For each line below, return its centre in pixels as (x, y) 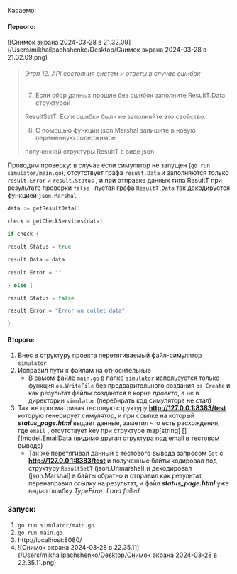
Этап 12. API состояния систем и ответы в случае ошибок (112, 73)
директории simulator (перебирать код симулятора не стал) (120, 400)
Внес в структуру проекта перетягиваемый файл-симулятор (110, 355)
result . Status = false (41, 298)
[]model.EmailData (45, 438)
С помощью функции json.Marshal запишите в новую (116, 130)
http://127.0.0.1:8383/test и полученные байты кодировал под (123, 461)
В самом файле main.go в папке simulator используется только (124, 378)
